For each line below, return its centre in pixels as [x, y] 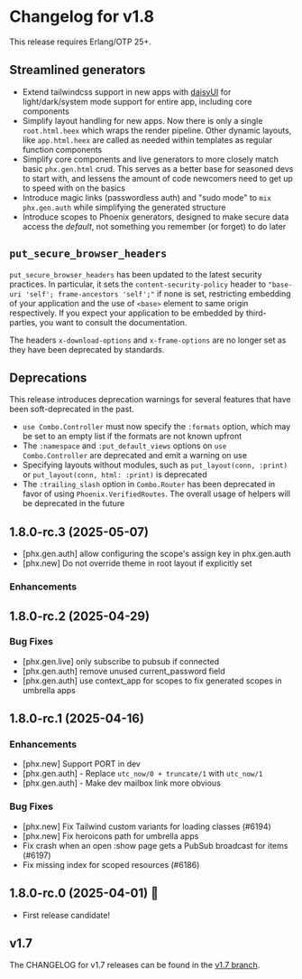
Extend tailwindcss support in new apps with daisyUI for [127, 91]
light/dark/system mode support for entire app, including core [137, 101]
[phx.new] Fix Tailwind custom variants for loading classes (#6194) [147, 826]
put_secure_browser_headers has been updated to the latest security [136, 274]
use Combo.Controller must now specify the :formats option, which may [156, 427]
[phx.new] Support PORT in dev [82, 764]
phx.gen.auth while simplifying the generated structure [124, 207]
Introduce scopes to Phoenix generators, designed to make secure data [156, 217]
